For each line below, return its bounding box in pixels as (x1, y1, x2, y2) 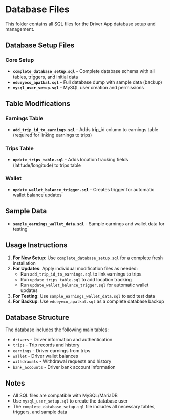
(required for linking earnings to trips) (12, 132, 92, 138)
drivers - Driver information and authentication (12, 337, 113, 343)
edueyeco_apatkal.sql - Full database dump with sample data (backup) (12, 79, 162, 85)
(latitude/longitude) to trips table (12, 162, 81, 168)
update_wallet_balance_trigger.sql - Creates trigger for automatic (12, 186, 155, 192)
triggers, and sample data (12, 409, 68, 415)
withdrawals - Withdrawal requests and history (12, 358, 112, 364)
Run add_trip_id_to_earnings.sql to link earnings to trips (20, 271, 142, 277)
